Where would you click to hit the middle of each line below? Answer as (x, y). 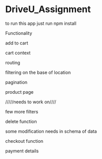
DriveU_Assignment (48, 9)
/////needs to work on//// (31, 102)
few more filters (22, 111)
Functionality (19, 33)
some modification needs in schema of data (51, 131)
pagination (16, 82)
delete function (21, 121)
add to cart (17, 43)
